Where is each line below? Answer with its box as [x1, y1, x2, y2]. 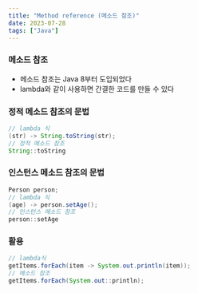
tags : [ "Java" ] [8, 26, 59, 34]
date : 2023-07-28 [8, 19, 66, 27]
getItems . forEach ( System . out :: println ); [8, 277, 145, 285]
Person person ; [8, 185, 59, 194]
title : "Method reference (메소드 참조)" [8, 11, 140, 20]
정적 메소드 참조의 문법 [8, 105, 90, 117]
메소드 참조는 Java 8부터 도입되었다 [19, 73, 132, 84]
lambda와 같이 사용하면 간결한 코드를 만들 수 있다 [19, 84, 174, 93]
